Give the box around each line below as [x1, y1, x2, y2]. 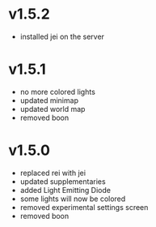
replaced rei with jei [19, 168, 86, 178]
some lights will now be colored [19, 194, 126, 203]
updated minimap [19, 95, 79, 105]
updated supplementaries [19, 176, 107, 186]
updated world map [19, 104, 86, 113]
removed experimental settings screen [19, 202, 149, 212]
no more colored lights [19, 87, 95, 96]
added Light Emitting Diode [19, 185, 112, 195]
